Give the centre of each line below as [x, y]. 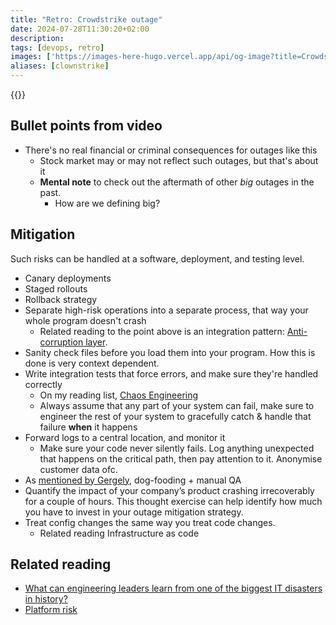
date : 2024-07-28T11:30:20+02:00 [80, 29]
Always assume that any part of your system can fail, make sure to [177, 405]
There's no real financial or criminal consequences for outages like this [171, 150]
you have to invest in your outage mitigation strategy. [134, 512]
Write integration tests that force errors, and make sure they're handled [171, 373]
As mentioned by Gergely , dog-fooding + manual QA [133, 480]
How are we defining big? [107, 203]
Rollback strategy [61, 299]
